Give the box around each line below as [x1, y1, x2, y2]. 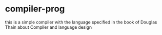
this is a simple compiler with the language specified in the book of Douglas [5, 19, 157, 25]
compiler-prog [5, 3, 65, 14]
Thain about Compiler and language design [5, 24, 92, 30]
